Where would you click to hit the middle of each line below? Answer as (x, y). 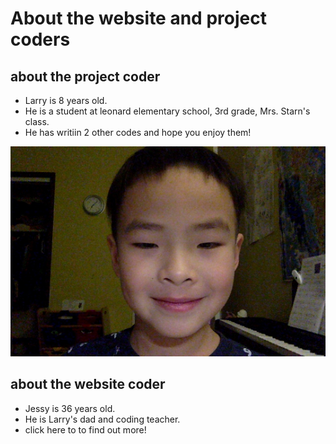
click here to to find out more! (85, 429)
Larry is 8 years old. (66, 100)
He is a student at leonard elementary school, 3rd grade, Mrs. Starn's (167, 111)
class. (37, 121)
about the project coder (85, 76)
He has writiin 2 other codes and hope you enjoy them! (138, 132)
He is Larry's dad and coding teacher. (102, 419)
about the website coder (88, 384)
